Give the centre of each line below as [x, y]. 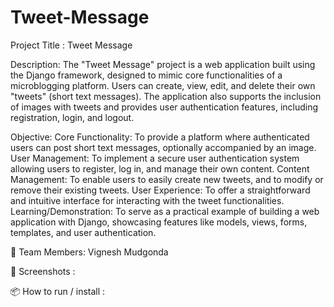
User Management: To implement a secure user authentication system [155, 158]
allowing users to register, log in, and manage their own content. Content [160, 168]
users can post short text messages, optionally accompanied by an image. [163, 147]
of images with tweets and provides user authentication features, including [164, 107]
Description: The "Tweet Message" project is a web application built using [163, 64]
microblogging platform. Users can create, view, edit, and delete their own [163, 85]
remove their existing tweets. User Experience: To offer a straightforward [160, 190]
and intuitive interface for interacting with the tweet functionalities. [147, 200]
